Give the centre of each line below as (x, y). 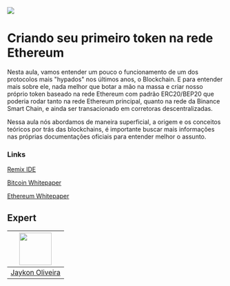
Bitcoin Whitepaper (34, 183)
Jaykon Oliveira (35, 273)
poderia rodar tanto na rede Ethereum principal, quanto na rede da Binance (114, 101)
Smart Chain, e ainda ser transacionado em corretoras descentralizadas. (110, 108)
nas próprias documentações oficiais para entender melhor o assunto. (107, 136)
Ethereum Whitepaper (38, 196)
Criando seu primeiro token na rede (110, 38)
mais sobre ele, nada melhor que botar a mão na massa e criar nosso (105, 86)
